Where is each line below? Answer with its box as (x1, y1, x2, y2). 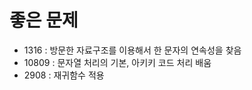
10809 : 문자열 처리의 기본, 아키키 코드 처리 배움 (23, 56, 212, 68)
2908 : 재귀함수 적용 (23, 69, 105, 81)
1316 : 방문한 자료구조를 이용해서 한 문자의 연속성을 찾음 (23, 44, 242, 56)
